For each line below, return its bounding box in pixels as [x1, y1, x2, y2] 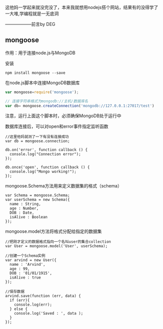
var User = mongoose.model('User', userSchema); [5, 244, 108, 249]
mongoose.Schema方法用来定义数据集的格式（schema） [5, 183, 122, 189]
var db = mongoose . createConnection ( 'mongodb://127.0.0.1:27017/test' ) [5, 103, 155, 108]
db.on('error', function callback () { [5, 148, 88, 153]
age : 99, [9, 266, 30, 272]
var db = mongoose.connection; [5, 139, 70, 144]
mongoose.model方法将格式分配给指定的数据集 [5, 228, 102, 234]
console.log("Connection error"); [9, 152, 81, 157]
